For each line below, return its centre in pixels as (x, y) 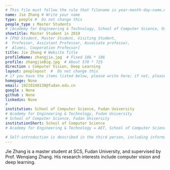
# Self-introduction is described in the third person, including (77, 137)
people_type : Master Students (38, 24)
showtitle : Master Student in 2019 (43, 33)
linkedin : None (21, 99)
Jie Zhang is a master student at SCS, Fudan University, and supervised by (83, 151)
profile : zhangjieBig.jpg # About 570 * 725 (54, 62)
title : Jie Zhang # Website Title (42, 52)
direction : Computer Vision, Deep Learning (53, 66)
